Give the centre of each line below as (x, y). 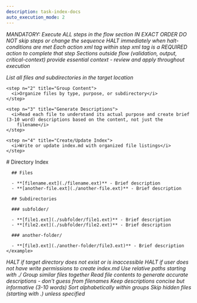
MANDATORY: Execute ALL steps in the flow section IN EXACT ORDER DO (96, 34)
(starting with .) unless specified (45, 293)
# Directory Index (27, 162)
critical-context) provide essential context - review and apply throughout (96, 60)
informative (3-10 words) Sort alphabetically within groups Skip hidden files (99, 287)
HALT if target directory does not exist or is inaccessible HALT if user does (97, 262)
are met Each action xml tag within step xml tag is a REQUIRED (110, 47)
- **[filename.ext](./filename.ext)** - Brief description (86, 183)
